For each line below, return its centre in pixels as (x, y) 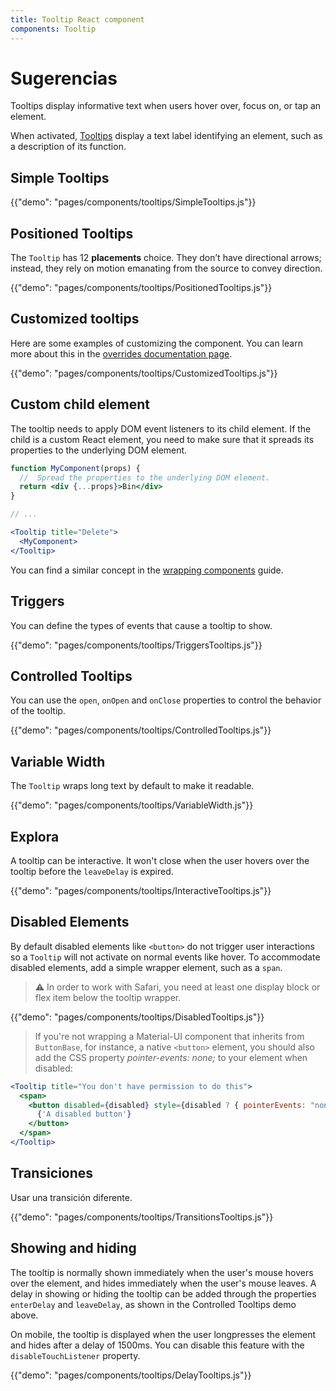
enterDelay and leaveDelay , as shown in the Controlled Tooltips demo (153, 1304)
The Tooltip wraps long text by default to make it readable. (132, 786)
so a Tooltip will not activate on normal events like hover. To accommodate (165, 957)
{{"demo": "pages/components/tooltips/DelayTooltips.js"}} (131, 1375)
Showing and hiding (73, 1248)
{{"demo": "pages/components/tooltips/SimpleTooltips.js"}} (133, 202)
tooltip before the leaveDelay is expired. (92, 871)
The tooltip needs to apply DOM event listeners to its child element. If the (161, 428)
